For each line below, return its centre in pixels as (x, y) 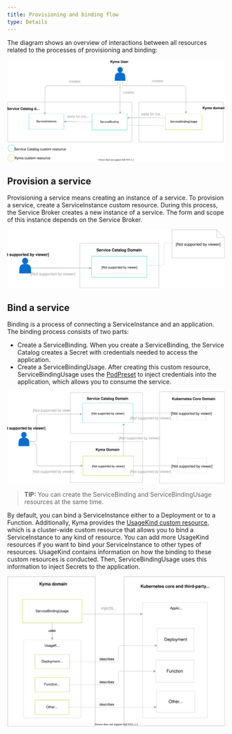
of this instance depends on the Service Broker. (75, 220)
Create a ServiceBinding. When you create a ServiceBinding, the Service (120, 345)
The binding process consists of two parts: (68, 332)
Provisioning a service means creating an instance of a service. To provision (116, 198)
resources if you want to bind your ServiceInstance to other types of (104, 545)
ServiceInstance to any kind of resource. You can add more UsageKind (108, 537)
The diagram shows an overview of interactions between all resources (107, 42)
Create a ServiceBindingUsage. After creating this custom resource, (114, 367)
